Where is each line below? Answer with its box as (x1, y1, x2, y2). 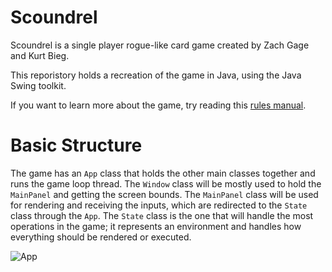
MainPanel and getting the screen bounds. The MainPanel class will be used (10, 188, 319, 200)
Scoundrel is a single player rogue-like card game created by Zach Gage (10, 39, 310, 51)
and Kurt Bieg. (10, 49, 70, 61)
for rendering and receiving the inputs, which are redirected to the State (10, 199, 308, 211)
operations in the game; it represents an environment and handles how (10, 220, 302, 232)
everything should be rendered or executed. (10, 231, 192, 243)
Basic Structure (10, 134, 143, 157)
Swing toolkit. (10, 79, 67, 91)
